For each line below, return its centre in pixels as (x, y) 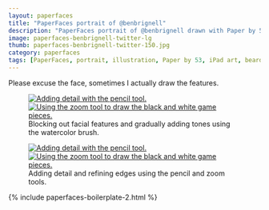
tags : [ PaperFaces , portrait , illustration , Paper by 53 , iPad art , (125, 61)
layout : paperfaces (41, 16)
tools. (38, 181)
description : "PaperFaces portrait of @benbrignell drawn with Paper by (132, 30)
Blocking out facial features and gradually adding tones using (129, 124)
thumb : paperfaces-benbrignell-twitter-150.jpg (89, 46)
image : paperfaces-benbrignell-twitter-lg (80, 38)
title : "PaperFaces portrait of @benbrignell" (87, 23)
